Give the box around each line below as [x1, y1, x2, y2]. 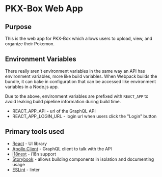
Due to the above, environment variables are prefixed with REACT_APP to [5, 93, 149, 99]
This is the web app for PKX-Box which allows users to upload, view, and [5, 35, 153, 41]
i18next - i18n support [12, 151, 56, 157]
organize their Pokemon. [5, 41, 55, 47]
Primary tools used [5, 127, 65, 136]
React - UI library [12, 141, 47, 147]
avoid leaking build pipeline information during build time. [5, 98, 121, 104]
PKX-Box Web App [5, 3, 83, 14]
